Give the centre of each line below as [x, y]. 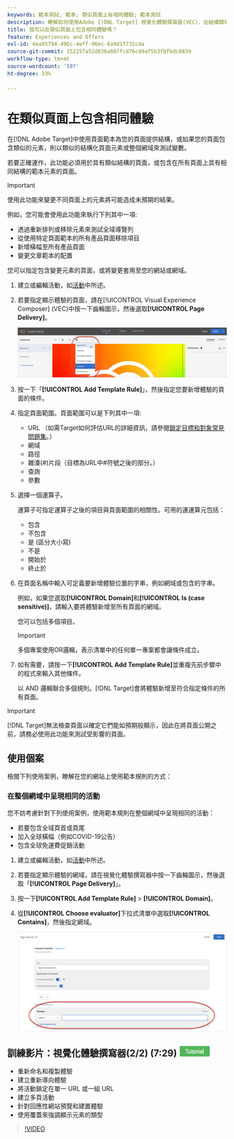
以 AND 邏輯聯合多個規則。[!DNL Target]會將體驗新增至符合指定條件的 [118, 688]
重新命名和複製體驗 [45, 1071]
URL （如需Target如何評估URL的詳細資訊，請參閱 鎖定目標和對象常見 [126, 428]
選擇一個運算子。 [42, 495]
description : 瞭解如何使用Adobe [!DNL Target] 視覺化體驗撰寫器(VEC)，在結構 [113, 22]
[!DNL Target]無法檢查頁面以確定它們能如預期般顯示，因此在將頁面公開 [109, 725]
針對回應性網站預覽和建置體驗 [60, 1106]
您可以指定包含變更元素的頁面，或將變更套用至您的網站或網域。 [99, 270]
